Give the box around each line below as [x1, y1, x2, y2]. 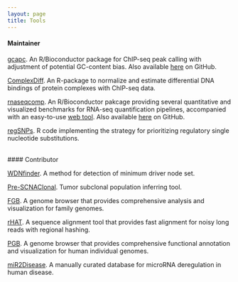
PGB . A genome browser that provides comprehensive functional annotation [7, 239, 231, 247]
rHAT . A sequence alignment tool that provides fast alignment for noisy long [7, 217, 229, 226]
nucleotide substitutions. [7, 134, 80, 142]
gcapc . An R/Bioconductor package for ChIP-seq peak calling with [7, 55, 202, 63]
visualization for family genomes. [7, 204, 104, 212]
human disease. [7, 268, 54, 276]
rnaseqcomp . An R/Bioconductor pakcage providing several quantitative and [7, 97, 232, 106]
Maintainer [7, 39, 40, 48]
